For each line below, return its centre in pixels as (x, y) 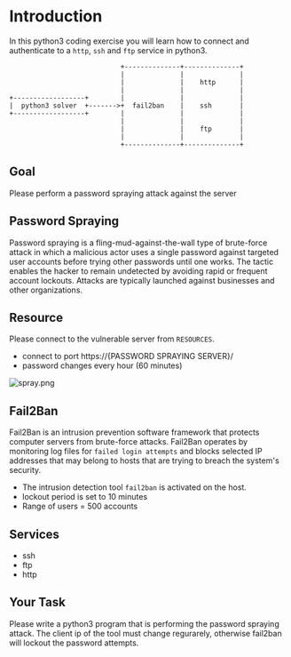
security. (25, 470)
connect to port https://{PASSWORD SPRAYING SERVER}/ (127, 357)
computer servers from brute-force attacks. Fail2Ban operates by (129, 442)
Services (35, 534)
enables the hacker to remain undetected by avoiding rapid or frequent (138, 271)
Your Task (38, 602)
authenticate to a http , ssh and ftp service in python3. (108, 50)
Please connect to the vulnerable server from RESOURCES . (112, 339)
